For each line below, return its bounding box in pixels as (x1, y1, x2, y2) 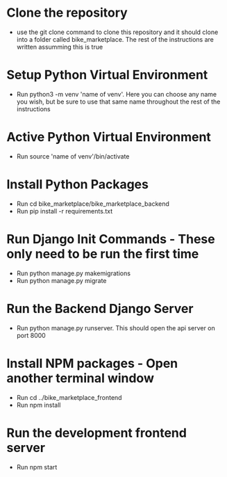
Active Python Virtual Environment (6, 129, 211, 145)
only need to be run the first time (6, 245, 199, 261)
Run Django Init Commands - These (6, 231, 216, 247)
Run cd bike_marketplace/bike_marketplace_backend (16, 200, 169, 208)
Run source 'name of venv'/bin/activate (16, 152, 130, 161)
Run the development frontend (6, 425, 187, 441)
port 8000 (16, 331, 46, 339)
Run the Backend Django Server (6, 300, 194, 316)
